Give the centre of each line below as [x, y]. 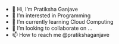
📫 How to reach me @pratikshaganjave [61, 35]
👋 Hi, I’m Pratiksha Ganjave [45, 9]
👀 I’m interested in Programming [51, 15]
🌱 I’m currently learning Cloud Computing [63, 22]
